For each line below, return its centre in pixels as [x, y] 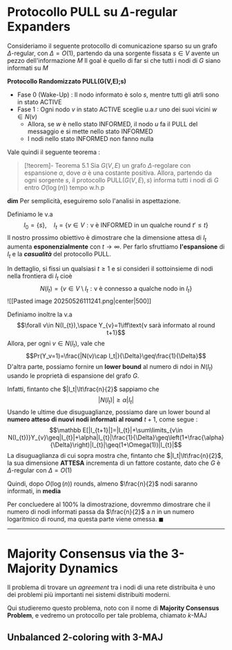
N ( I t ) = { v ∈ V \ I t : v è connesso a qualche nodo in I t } [116, 289]
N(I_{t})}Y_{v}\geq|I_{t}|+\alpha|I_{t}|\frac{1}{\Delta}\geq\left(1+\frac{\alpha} [116, 438]
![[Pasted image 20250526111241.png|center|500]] [79, 300]
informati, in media [34, 491]
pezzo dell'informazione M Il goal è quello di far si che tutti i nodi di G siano [114, 60]
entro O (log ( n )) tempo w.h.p [64, 187]
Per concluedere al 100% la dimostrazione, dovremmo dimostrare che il [109, 504]
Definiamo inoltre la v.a [40, 314]
